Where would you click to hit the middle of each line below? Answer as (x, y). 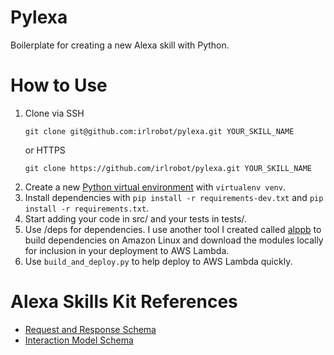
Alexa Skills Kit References (124, 302)
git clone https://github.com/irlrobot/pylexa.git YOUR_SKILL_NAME (168, 168)
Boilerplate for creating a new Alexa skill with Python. (120, 45)
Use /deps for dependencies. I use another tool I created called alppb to (173, 229)
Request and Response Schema (90, 329)
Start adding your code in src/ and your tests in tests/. (135, 218)
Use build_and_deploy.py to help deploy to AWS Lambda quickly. (158, 261)
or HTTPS (45, 150)
